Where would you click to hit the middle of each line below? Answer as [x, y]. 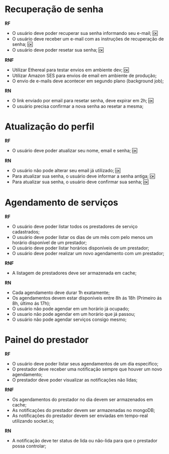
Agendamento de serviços [61, 203]
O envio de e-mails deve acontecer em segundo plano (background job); [88, 81]
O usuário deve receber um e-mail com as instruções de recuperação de [88, 38]
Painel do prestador [47, 340]
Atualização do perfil [50, 127]
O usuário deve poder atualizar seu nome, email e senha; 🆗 [75, 150]
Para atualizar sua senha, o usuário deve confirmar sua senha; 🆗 [80, 182]
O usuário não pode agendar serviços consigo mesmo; [69, 319]
